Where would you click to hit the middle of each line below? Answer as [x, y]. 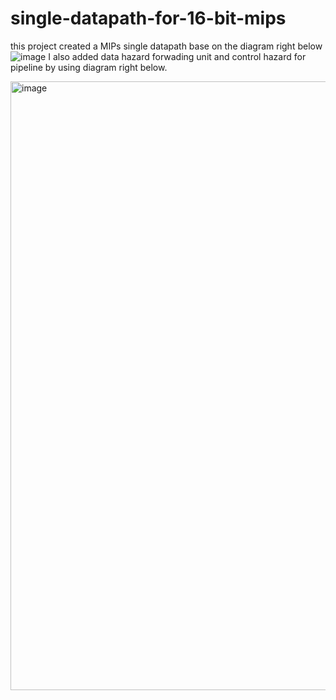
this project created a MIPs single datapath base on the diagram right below [166, 46]
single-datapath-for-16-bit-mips [148, 18]
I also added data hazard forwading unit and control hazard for [177, 56]
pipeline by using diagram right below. [89, 67]
